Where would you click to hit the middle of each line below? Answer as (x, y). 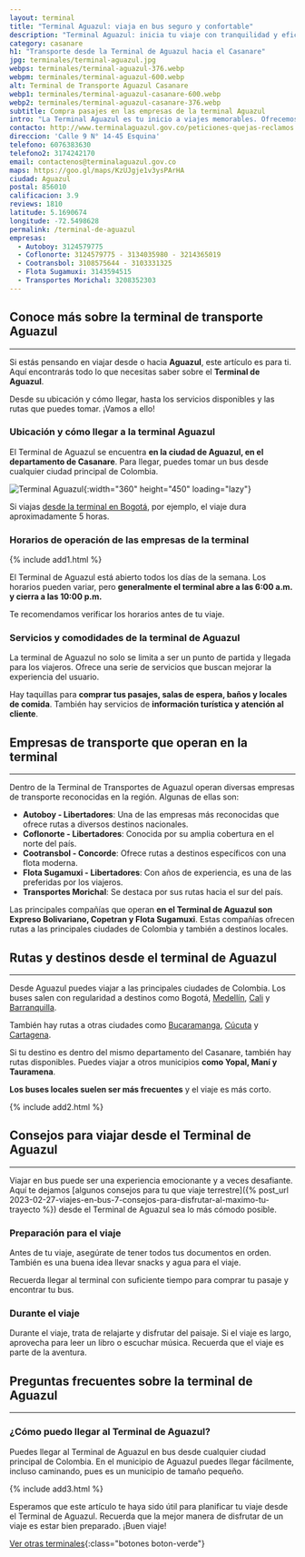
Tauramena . (33, 1072)
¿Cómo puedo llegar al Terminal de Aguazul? (110, 1432)
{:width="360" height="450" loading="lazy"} (167, 489)
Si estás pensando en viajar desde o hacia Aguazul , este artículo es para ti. (151, 361)
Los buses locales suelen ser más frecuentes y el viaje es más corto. (141, 1090)
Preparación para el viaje (65, 1233)
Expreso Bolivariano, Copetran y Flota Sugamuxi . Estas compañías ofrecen (152, 920)
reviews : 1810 (36, 204)
